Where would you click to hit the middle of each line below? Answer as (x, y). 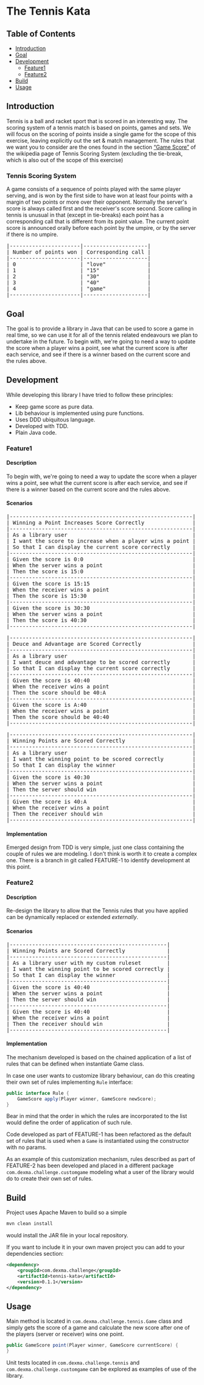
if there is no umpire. (32, 234)
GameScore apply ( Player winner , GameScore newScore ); (87, 1099)
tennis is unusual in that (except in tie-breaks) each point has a (85, 215)
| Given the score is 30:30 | (101, 608)
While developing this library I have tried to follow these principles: (90, 395)
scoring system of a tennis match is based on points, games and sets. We (99, 127)
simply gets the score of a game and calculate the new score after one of (98, 1328)
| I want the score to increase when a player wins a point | (101, 541)
